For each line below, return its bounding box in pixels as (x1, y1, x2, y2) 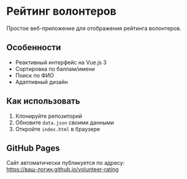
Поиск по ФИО (15, 72, 54, 79)
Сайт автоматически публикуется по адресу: (6, 159, 125, 167)
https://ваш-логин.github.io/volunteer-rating (6, 166, 119, 173)
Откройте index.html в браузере (15, 125, 100, 132)
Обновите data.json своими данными (15, 118, 115, 126)
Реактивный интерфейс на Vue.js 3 (15, 58, 107, 66)
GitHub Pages (6, 143, 60, 153)
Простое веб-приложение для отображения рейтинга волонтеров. (6, 25, 182, 32)
